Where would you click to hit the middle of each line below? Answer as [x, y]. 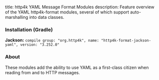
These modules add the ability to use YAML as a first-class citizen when [77, 67]
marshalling [16, 17]
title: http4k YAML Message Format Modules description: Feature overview [80, 7]
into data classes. [47, 17]
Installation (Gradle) [29, 29]
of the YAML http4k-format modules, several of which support [67, 12]
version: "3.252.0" [40, 45]
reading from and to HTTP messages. [42, 72]
